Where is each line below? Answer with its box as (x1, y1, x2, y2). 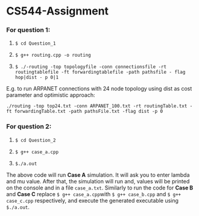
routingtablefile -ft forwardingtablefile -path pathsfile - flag (14, 69, 186, 75)
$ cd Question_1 (14, 40, 56, 46)
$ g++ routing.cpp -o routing (14, 52, 92, 59)
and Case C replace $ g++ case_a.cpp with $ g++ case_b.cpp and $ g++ (6, 190, 182, 197)
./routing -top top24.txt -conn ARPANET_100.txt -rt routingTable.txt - (6, 103, 193, 109)
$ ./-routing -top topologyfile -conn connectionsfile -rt (14, 64, 167, 70)
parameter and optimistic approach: (6, 92, 95, 99)
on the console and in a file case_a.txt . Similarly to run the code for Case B (6, 184, 194, 191)
